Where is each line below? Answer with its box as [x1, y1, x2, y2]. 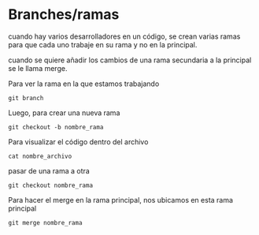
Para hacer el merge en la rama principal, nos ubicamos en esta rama [8, 195, 234, 204]
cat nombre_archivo [8, 152, 72, 160]
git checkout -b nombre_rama [8, 123, 104, 131]
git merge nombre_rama [8, 218, 83, 226]
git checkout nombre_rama [8, 181, 93, 189]
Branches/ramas [8, 6, 120, 24]
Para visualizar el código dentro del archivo [8, 136, 149, 147]
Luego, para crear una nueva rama [8, 108, 120, 117]
